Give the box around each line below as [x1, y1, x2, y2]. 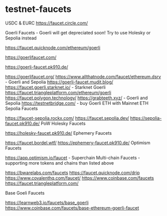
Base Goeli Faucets [5, 190, 45, 196]
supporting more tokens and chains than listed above [5, 160, 114, 166]
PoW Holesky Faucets [40, 120, 86, 126]
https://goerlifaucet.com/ [5, 54, 57, 60]
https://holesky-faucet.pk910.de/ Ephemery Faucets [5, 130, 112, 136]
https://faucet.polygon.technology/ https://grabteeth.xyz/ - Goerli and [5, 95, 148, 101]
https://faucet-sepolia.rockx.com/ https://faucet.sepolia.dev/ [5, 115, 129, 121]
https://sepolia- [130, 115, 162, 121]
